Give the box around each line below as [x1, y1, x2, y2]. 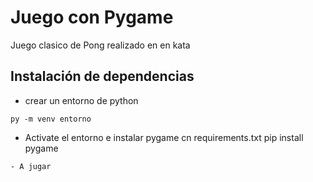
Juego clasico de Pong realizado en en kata [10, 39, 191, 51]
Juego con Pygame [10, 6, 174, 29]
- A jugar [10, 161, 52, 171]
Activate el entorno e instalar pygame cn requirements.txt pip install [24, 131, 304, 143]
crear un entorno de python [24, 94, 139, 106]
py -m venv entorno [10, 114, 92, 124]
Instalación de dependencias [10, 68, 195, 85]
